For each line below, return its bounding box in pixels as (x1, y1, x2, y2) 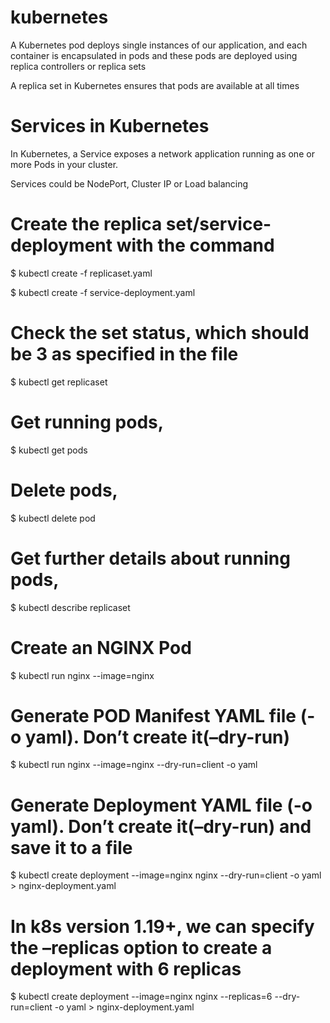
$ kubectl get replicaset (10, 376, 108, 388)
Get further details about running (10, 547, 291, 570)
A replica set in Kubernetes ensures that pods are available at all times (10, 79, 300, 91)
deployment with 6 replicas (10, 957, 242, 980)
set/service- (165, 213, 272, 236)
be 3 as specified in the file (10, 343, 239, 365)
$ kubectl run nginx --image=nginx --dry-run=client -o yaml (10, 759, 258, 771)
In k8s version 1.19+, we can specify (10, 915, 315, 938)
